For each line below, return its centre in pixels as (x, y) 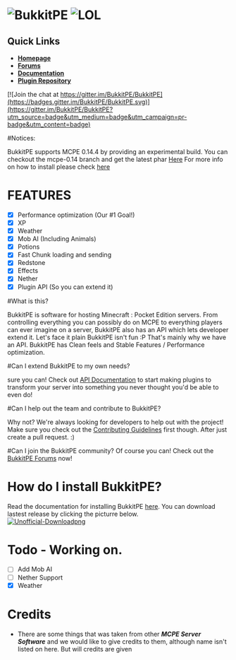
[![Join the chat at (33, 94)
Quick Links (34, 41)
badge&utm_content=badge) (49, 124)
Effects (28, 271)
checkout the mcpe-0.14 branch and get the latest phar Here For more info (115, 159)
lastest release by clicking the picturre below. (73, 514)
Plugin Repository (44, 81)
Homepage (34, 58)
